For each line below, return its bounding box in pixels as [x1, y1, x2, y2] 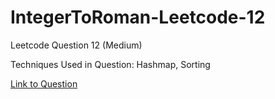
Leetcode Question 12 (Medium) [10, 39, 143, 51]
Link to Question [10, 77, 78, 90]
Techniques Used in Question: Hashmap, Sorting [10, 58, 211, 70]
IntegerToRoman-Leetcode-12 [10, 6, 266, 29]
